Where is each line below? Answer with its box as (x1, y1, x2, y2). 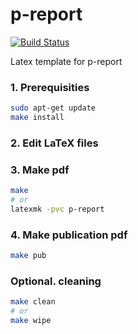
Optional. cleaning (10, 274, 102, 288)
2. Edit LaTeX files (10, 136, 99, 150)
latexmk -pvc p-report (10, 204, 105, 214)
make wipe (10, 316, 52, 326)
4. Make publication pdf (10, 228, 128, 242)
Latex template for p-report (10, 55, 123, 67)
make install (10, 113, 65, 123)
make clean (10, 297, 56, 307)
